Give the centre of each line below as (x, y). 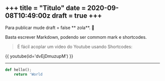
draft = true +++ (77, 16)
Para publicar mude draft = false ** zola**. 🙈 (50, 27)
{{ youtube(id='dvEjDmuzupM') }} (39, 56)
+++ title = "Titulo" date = (45, 8)
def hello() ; (18, 70)
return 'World (28, 74)
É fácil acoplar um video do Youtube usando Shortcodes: (75, 47)
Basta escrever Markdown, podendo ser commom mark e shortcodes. (76, 37)
